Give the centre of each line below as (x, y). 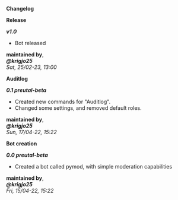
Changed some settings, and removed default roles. (78, 108)
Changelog (20, 9)
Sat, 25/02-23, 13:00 (32, 67)
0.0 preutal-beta (27, 155)
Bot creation (22, 144)
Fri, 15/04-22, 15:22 (30, 191)
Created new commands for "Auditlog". (63, 101)
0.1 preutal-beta (26, 90)
